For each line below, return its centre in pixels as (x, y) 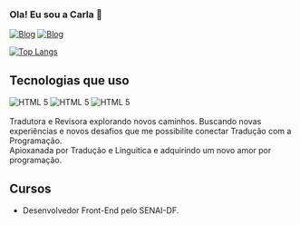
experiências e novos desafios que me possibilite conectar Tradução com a (150, 132)
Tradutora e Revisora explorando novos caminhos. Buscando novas (135, 122)
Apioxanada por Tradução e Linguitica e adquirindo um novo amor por (140, 151)
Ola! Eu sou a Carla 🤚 (56, 15)
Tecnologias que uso (69, 80)
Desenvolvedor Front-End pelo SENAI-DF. (101, 210)
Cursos (30, 188)
